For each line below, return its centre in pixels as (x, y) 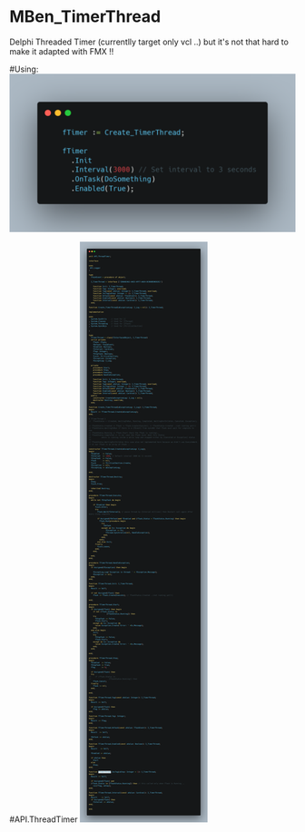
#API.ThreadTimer (44, 819)
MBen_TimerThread (85, 17)
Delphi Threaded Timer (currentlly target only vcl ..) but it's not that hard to (149, 42)
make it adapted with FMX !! (62, 51)
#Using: (24, 69)
